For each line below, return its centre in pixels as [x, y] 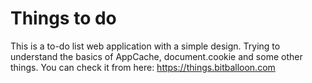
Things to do [63, 18]
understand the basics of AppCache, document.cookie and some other [156, 56]
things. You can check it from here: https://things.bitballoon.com [143, 67]
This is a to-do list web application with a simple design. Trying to [145, 46]
